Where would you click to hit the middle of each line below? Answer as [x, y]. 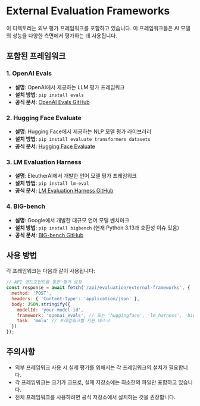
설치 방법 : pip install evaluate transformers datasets [82, 139]
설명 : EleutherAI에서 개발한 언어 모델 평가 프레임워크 [76, 176]
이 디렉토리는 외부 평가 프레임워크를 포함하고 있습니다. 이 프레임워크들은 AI [93, 28]
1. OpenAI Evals [29, 74]
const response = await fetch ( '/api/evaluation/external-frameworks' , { [98, 288]
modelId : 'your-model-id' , [50, 310]
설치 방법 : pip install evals [49, 95]
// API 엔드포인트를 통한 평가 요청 [44, 282]
